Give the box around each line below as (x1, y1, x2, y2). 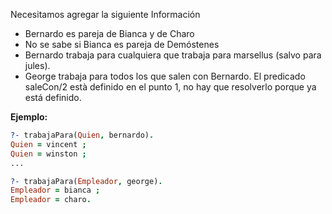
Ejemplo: (10, 111, 48, 123)
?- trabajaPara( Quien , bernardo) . (10, 130, 155, 140)
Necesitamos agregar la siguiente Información (10, 9, 201, 20)
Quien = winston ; (10, 149, 87, 159)
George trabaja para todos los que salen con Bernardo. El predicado (24, 70, 306, 82)
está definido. (24, 92, 82, 103)
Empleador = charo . (10, 195, 92, 205)
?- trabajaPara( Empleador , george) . (10, 176, 163, 186)
